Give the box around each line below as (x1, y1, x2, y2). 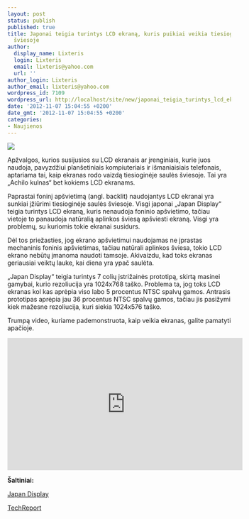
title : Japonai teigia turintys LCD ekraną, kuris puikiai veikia (7, 30, 208, 38)
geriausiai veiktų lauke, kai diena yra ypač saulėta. (7, 258, 155, 267)
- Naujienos (7, 122, 43, 130)
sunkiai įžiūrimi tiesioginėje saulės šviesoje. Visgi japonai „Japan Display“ (7, 200, 222, 208)
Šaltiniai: (7, 476, 34, 484)
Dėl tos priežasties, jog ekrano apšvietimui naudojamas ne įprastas (7, 236, 203, 244)
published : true (7, 23, 55, 31)
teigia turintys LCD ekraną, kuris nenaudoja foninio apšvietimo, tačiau (7, 207, 211, 215)
